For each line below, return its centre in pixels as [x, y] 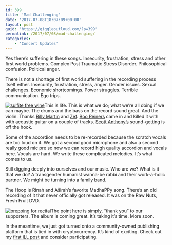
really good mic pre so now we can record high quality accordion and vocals [86, 148]
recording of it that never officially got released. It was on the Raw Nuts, [81, 195]
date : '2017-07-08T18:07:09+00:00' [43, 20]
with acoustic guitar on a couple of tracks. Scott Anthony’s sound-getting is [85, 122]
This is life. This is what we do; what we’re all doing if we [104, 105]
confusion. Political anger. [33, 69]
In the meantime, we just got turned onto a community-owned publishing [82, 226]
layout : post [19, 24]
